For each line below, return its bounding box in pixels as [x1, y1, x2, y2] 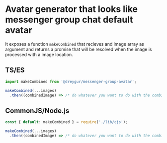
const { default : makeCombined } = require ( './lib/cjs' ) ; [5, 120, 128, 125]
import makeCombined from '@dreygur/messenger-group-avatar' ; [5, 79, 137, 84]
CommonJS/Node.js [5, 106, 70, 115]
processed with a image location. [5, 51, 73, 58]
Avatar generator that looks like [5, 3, 138, 15]
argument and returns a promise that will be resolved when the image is [5, 46, 152, 52]
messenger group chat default [5, 14, 133, 25]
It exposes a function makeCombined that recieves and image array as [5, 41, 144, 47]
